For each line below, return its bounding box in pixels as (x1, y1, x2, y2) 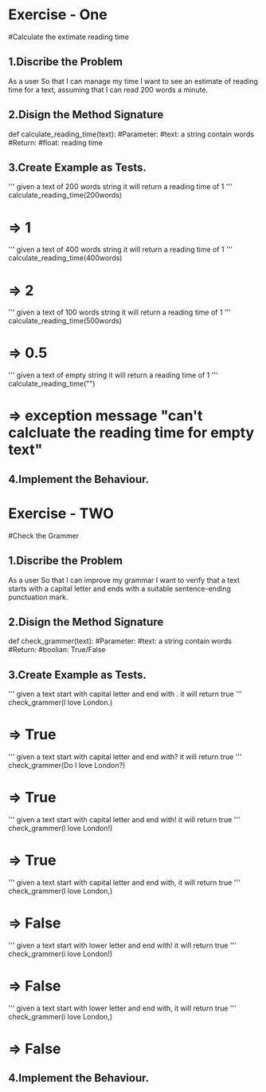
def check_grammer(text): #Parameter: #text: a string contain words (8, 636, 233, 646)
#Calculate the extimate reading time (8, 32, 130, 42)
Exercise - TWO (8, 504, 114, 522)
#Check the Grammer (8, 531, 80, 540)
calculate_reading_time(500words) (8, 316, 122, 326)
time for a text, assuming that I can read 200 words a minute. (8, 85, 209, 94)
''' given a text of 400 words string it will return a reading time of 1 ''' (8, 245, 233, 255)
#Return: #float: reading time (8, 137, 104, 147)
